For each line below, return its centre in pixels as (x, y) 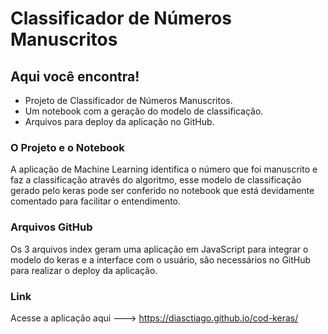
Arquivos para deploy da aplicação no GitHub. (119, 121)
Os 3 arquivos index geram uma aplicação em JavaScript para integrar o (159, 249)
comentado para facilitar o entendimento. (96, 201)
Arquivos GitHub (51, 227)
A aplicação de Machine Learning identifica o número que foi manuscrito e (164, 169)
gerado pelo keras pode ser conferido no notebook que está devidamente (162, 191)
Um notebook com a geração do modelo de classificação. (144, 111)
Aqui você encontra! (75, 76)
